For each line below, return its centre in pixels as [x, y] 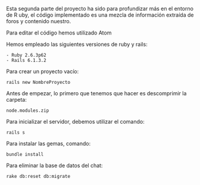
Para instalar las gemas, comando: [49, 143]
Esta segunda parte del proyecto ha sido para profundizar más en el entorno [100, 9]
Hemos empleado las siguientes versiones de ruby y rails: [77, 44]
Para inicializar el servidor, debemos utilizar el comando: [75, 122]
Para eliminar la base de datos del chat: [54, 165]
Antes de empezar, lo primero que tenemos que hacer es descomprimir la [96, 93]
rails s [16, 133]
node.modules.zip [28, 111]
